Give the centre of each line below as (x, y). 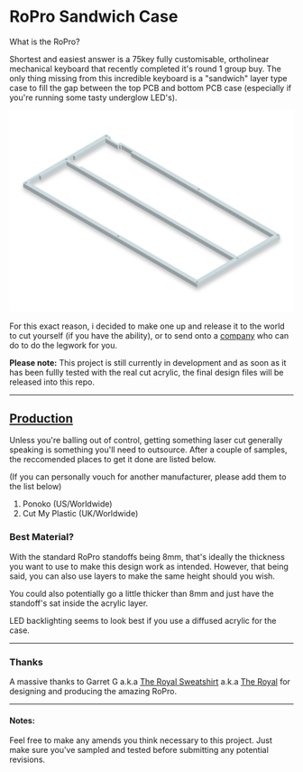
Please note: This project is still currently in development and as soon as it (148, 362)
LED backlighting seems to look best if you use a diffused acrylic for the (143, 620)
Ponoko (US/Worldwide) (67, 504)
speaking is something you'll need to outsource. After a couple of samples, (148, 450)
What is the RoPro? (45, 42)
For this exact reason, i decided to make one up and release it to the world (147, 326)
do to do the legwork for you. (64, 345)
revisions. (28, 759)
